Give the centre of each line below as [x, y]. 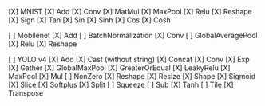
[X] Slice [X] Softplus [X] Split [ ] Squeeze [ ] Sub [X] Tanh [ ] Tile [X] [121, 84]
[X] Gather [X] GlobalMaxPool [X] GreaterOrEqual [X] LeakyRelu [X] [119, 68]
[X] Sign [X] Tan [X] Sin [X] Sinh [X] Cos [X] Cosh [90, 20]
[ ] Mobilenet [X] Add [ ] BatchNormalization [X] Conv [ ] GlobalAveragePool [133, 35]
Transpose [26, 93]
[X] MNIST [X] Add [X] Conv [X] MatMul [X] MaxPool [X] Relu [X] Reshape [131, 12]
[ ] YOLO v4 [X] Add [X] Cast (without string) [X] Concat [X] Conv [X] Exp [129, 59]
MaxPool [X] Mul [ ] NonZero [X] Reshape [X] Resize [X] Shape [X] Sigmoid [132, 76]
